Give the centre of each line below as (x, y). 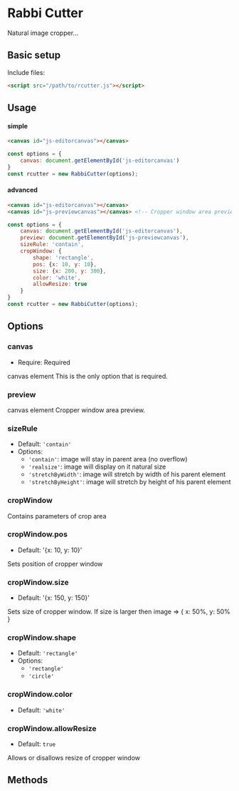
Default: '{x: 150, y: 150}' (54, 598)
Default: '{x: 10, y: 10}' (50, 550)
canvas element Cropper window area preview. (76, 410)
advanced (22, 190)
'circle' (41, 677)
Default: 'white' (41, 710)
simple (18, 126)
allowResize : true (60, 284)
